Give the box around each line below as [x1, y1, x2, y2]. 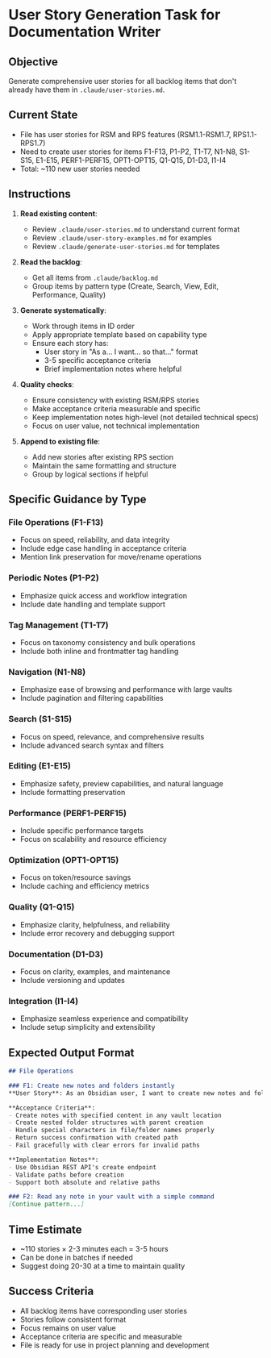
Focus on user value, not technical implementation [31, 421, 200, 431]
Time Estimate [8, 1223, 82, 1236]
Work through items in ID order [31, 321, 135, 331]
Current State [8, 108, 78, 122]
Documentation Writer [8, 23, 161, 41]
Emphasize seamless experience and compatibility [19, 1014, 189, 1023]
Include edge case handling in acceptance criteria [19, 544, 187, 553]
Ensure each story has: [31, 338, 109, 348]
